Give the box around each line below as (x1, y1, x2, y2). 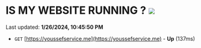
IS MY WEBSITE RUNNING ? (5, 4, 147, 17)
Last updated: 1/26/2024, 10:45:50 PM (5, 23, 104, 31)
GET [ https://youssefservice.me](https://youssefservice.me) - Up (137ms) (14, 35, 196, 42)
